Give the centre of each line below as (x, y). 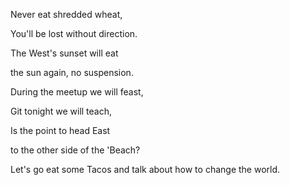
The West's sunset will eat (64, 53)
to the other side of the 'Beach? (75, 150)
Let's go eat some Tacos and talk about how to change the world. (145, 169)
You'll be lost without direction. (74, 33)
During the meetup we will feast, (77, 92)
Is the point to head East (60, 130)
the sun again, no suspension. (72, 72)
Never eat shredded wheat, (66, 14)
